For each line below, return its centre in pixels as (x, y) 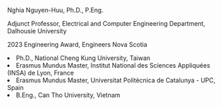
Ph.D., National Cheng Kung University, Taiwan (83, 58)
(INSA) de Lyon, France (41, 73)
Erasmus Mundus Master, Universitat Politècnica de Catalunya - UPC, (116, 80)
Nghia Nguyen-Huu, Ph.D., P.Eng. (55, 10)
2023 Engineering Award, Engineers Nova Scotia (77, 44)
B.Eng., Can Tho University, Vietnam (68, 95)
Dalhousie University (37, 31)
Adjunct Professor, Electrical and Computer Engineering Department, (106, 23)
